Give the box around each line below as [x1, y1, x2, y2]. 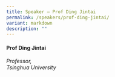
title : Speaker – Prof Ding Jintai [6, 8, 96, 15]
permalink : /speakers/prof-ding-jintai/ [6, 14, 110, 20]
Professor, [6, 58, 32, 65]
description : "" [6, 25, 47, 32]
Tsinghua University [6, 64, 56, 71]
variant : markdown [6, 20, 53, 26]
